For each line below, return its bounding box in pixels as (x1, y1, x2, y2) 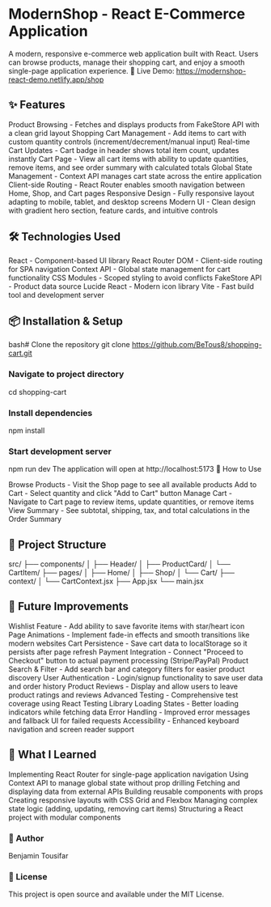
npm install (8, 426, 45, 435)
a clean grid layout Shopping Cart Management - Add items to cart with (8, 128, 247, 138)
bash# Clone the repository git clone (8, 340, 131, 350)
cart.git (8, 349, 32, 358)
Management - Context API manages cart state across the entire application (8, 171, 262, 180)
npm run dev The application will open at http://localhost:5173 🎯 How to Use (8, 464, 262, 474)
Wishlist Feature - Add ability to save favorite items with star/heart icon (8, 621, 245, 631)
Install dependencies (8, 407, 93, 418)
